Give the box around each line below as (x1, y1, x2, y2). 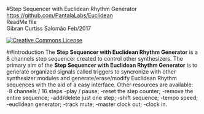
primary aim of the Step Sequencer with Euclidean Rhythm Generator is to (6, 61, 198, 69)
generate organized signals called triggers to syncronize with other (6, 68, 176, 75)
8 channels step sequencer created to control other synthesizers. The (6, 55, 183, 62)
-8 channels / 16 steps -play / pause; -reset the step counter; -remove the (6, 88, 194, 94)
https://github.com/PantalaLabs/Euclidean (6, 12, 114, 19)
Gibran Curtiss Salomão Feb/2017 (6, 25, 91, 32)
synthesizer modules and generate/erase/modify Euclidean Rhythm (6, 75, 177, 82)
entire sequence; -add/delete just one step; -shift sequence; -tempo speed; (6, 94, 198, 101)
